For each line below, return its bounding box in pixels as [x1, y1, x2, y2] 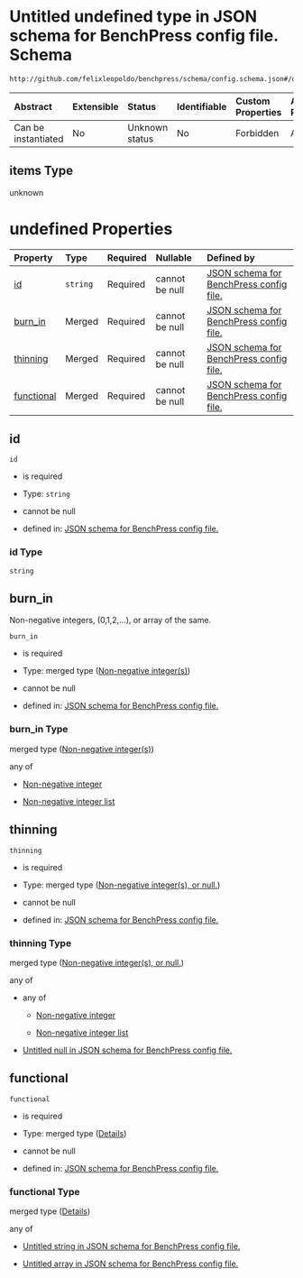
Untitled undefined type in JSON [9, 6, 258, 27]
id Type [9, 546, 43, 558]
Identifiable [176, 100, 227, 113]
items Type [9, 163, 74, 179]
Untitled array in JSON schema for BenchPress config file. [22, 1258, 239, 1269]
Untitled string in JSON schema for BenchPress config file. [22, 1241, 241, 1251]
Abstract [14, 100, 52, 113]
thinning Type [9, 936, 72, 949]
